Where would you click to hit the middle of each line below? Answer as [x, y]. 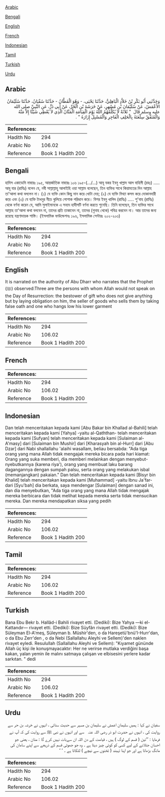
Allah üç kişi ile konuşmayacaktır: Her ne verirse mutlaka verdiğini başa [77, 648]
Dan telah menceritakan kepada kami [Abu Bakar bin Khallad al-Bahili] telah [82, 428]
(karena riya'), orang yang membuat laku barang [83, 464]
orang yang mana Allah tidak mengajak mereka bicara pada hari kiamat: [78, 454]
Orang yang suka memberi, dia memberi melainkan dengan [65, 459]
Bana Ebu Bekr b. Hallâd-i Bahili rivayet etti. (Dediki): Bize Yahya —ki [74, 622]
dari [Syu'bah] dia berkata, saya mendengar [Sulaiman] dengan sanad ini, [80, 485]
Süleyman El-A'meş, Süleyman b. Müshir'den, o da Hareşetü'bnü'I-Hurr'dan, [82, 633]
